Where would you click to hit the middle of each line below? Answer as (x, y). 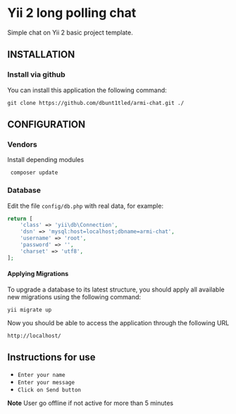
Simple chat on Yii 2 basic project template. (70, 32)
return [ (20, 219)
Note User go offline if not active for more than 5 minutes (91, 403)
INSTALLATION (41, 55)
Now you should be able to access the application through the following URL (118, 322)
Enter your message (46, 382)
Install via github (36, 75)
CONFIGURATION (46, 125)
